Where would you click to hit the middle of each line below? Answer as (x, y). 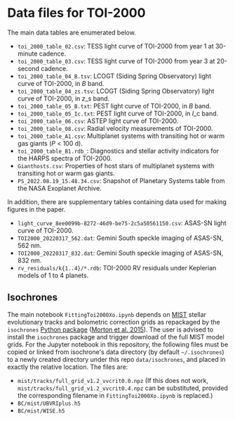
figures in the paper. (36, 209)
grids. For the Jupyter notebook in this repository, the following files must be (118, 344)
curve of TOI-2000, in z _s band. (63, 98)
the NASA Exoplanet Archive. (59, 188)
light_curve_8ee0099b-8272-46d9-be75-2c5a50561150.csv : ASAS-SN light (122, 222)
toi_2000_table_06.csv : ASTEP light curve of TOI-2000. (98, 120)
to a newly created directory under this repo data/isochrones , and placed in (116, 359)
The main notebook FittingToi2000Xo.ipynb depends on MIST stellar (107, 314)
